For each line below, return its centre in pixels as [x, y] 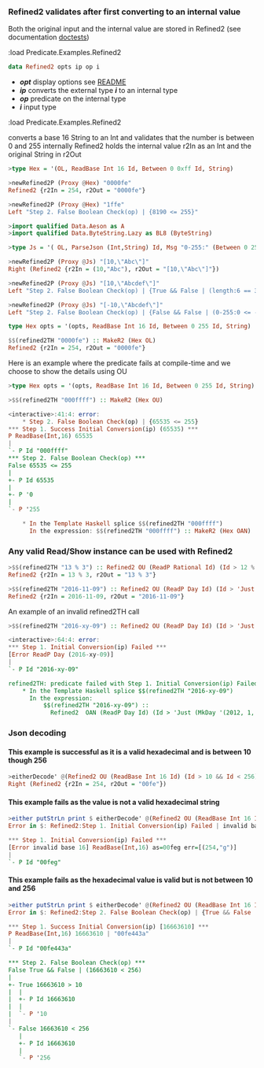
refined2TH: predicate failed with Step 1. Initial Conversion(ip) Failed [133, 684]
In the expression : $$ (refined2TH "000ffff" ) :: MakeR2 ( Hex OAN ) [140, 531]
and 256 [22, 888]
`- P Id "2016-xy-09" [44, 669]
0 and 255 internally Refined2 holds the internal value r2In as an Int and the [130, 146]
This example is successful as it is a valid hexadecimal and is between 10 [130, 751]
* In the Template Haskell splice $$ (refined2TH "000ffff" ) [123, 524]
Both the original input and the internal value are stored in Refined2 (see [125, 29]
